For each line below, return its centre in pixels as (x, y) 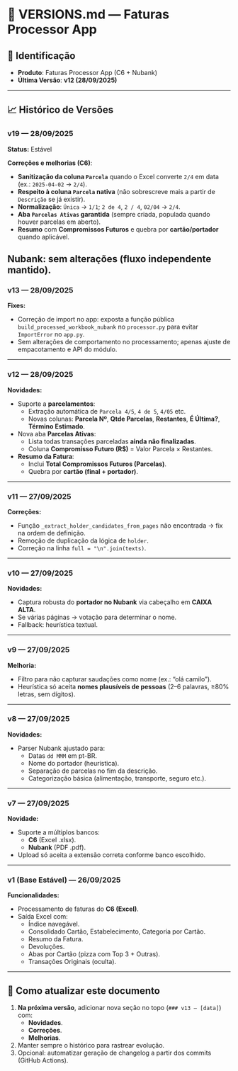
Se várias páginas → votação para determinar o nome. (97, 617)
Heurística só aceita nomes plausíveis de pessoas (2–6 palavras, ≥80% (123, 686)
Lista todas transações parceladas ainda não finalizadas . (112, 441)
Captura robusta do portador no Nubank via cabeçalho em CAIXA (115, 602)
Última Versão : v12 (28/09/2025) (67, 80)
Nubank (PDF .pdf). (57, 848)
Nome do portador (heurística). (74, 763)
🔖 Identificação (41, 56)
